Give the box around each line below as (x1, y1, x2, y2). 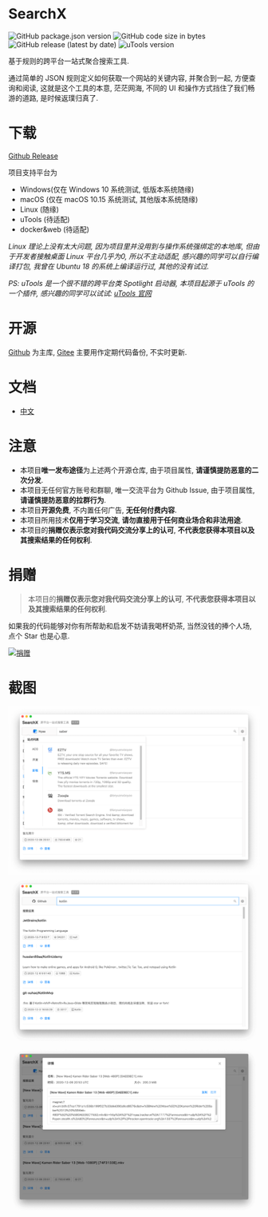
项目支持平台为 (8, 167, 57, 177)
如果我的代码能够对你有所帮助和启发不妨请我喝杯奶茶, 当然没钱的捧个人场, (8, 621, 253, 630)
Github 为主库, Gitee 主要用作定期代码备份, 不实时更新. (8, 347, 187, 356)
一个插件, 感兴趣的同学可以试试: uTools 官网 (8, 288, 152, 298)
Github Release (8, 151, 58, 161)
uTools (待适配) (19, 214, 70, 224)
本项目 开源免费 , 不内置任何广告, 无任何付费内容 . (19, 505, 177, 515)
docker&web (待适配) (19, 225, 90, 234)
